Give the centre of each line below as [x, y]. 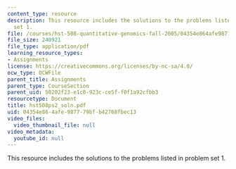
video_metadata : [31, 132]
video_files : [26, 118]
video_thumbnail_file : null [55, 125]
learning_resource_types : [45, 54]
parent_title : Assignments [47, 79]
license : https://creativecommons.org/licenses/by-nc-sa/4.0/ [100, 66]
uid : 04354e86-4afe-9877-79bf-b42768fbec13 [72, 112]
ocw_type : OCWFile [34, 73]
